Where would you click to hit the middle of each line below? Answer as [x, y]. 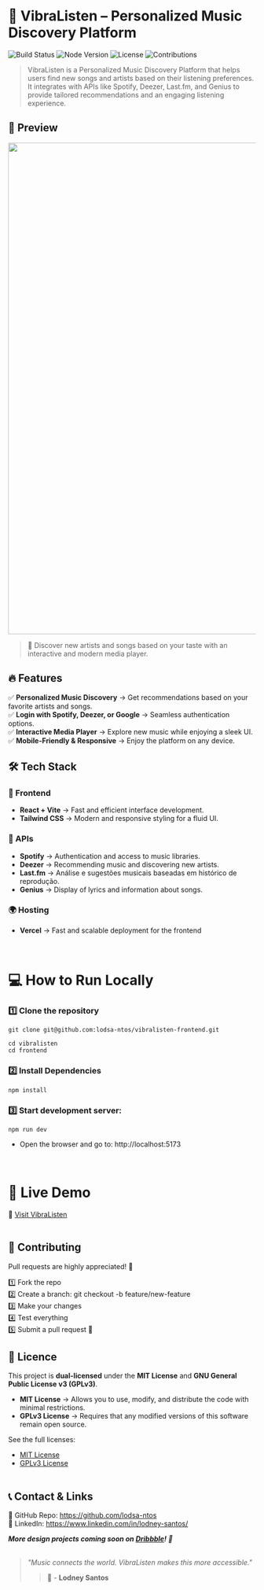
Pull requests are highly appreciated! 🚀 [71, 1266]
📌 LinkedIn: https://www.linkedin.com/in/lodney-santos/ [98, 1524]
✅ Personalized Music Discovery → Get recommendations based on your [128, 697]
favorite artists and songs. [50, 706]
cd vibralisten [33, 1044]
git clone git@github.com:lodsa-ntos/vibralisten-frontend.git [114, 1030]
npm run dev [27, 1129]
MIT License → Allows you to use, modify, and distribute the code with [134, 1400]
